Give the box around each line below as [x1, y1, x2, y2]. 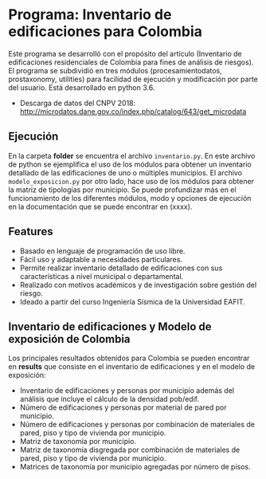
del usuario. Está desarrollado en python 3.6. [8, 82, 155, 92]
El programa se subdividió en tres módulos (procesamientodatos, [8, 65, 223, 75]
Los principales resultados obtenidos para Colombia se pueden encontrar [8, 353, 250, 363]
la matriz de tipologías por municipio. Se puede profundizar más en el [8, 185, 237, 194]
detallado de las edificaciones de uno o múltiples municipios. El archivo [8, 167, 243, 177]
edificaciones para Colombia [8, 22, 203, 41]
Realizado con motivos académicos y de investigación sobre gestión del [19, 280, 257, 289]
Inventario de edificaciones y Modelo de [8, 320, 213, 333]
